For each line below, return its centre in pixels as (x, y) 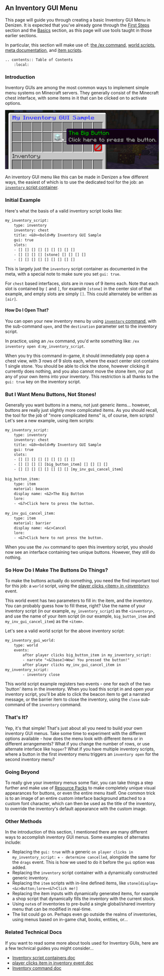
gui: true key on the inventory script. (43, 381)
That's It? (17, 717)
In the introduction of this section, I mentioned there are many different (76, 832)
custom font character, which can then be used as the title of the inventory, (81, 804)
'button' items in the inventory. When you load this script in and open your (79, 689)
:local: (21, 65)
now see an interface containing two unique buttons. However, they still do (80, 552)
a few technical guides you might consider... (49, 948)
